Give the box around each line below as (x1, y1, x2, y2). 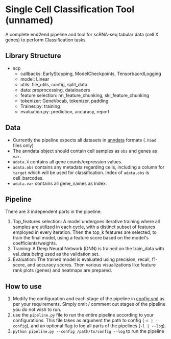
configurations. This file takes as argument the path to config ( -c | (12, 318, 154, 324)
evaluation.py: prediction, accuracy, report (20, 108, 110, 114)
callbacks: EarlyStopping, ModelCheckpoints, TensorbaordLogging (20, 70, 162, 77)
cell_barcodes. (12, 175, 44, 181)
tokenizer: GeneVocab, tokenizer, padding (20, 98, 109, 104)
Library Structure (5, 52, 61, 60)
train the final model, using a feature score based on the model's (12, 235, 149, 241)
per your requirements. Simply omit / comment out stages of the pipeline (12, 301, 166, 307)
